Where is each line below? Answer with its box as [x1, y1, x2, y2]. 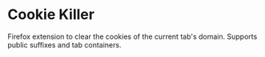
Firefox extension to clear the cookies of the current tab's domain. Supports [7, 32, 258, 41]
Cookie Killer [7, 6, 95, 24]
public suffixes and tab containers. [7, 40, 122, 49]
